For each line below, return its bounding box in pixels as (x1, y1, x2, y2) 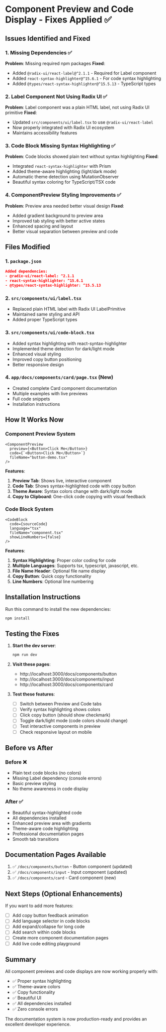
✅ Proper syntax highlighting (12, 978, 72, 984)
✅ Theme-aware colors (12, 984, 61, 990)
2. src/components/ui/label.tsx (5, 295, 82, 302)
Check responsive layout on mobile (19, 729, 92, 735)
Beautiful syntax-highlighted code (12, 809, 82, 815)
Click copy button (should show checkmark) (19, 712, 111, 718)
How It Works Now (5, 416, 64, 424)
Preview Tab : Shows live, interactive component (12, 477, 112, 483)
